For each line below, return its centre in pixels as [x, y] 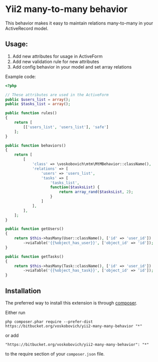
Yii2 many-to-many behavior [66, 9]
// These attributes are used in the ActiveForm [57, 95]
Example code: [21, 77]
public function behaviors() [36, 145]
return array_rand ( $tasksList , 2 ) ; [96, 192]
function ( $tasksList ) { [75, 187]
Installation [23, 291]
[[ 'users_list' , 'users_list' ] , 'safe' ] [66, 127]
